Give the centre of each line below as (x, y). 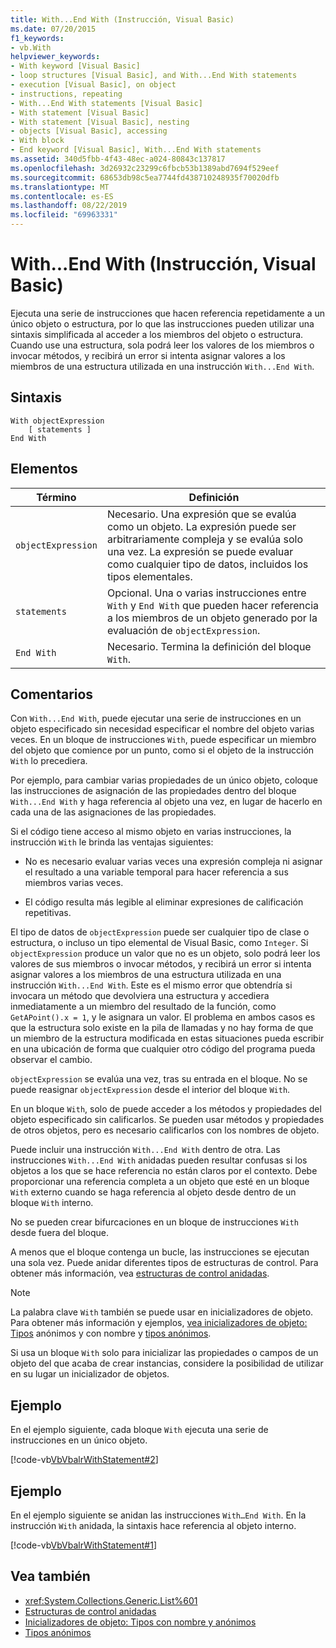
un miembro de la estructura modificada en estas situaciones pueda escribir (167, 1038)
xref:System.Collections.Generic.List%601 (111, 1600)
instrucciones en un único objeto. (79, 1440)
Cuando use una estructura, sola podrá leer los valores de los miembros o (162, 345)
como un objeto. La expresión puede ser (201, 526)
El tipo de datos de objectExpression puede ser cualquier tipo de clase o (160, 932)
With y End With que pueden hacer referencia (213, 605)
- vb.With (31, 47)
